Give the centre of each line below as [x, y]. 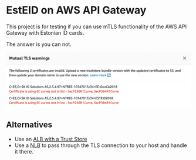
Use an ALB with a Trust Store [51, 139]
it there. [24, 151]
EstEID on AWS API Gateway [76, 10]
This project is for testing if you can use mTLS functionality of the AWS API [96, 26]
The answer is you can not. [39, 44]
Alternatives [29, 125]
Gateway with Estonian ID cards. [45, 32]
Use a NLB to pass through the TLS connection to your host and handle [101, 145]
